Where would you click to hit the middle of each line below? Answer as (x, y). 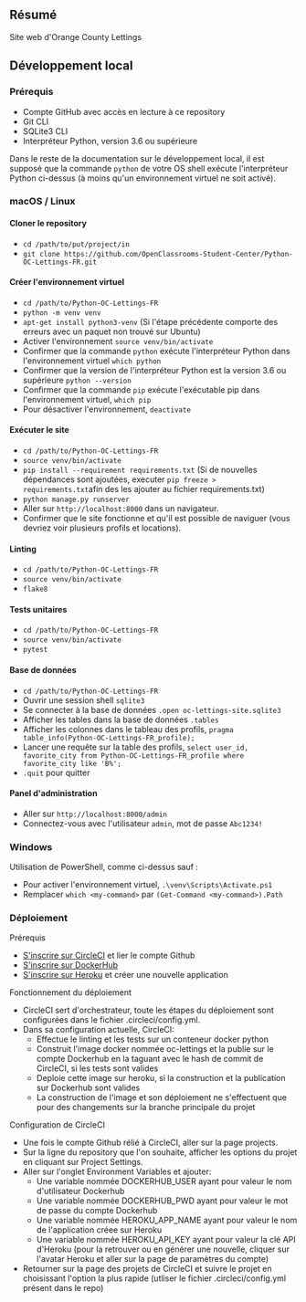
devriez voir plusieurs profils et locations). (102, 528)
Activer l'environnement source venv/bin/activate (118, 341)
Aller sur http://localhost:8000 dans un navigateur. (121, 509)
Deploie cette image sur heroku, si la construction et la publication (161, 1078)
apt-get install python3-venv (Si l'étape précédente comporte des (150, 321)
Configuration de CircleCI (57, 1125)
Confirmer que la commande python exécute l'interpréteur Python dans (156, 351)
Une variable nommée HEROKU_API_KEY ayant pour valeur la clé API (166, 1240)
